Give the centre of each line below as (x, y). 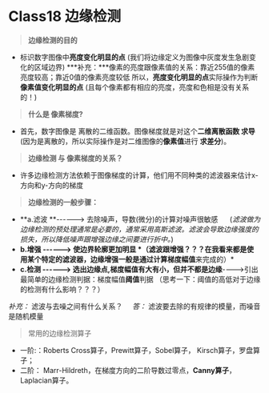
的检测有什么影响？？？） (62, 289)
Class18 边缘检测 (65, 16)
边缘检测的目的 (52, 40)
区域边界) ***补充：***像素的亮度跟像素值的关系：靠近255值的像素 (145, 67)
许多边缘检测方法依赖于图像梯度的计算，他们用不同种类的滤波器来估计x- (139, 175)
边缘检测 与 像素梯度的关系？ (75, 158)
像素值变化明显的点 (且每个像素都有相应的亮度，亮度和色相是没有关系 (134, 87)
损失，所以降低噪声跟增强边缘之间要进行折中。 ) (96, 239)
